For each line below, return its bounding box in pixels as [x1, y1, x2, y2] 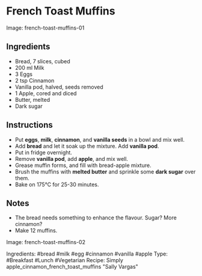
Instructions [6, 120, 53, 130]
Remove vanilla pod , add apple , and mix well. [14, 155, 128, 162]
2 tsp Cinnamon [14, 77, 55, 84]
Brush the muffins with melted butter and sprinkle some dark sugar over [14, 168, 196, 175]
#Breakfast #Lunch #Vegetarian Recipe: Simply [6, 257, 123, 264]
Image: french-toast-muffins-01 [6, 24, 85, 31]
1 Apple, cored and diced [14, 89, 77, 97]
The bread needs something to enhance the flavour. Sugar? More [14, 214, 177, 221]
